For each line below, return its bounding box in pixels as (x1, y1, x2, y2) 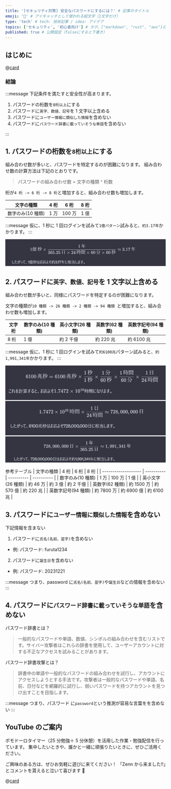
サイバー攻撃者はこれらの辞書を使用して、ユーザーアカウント (26, 642, 155, 648)
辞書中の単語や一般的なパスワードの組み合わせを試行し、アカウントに (17, 670, 165, 676)
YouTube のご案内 (5, 723, 63, 732)
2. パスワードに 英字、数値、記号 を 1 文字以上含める (5, 277, 159, 286)
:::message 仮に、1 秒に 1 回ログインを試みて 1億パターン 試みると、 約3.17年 (5, 223, 159, 229)
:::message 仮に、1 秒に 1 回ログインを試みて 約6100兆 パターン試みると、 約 (5, 349, 159, 355)
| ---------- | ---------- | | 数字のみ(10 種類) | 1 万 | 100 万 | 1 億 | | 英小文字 (5, 475, 160, 481)
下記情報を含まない (5, 525, 46, 531)
